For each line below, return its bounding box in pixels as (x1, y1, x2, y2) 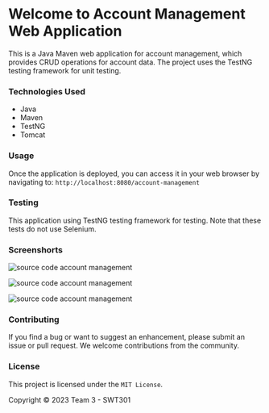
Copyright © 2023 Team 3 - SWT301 (8, 394, 131, 404)
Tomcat (19, 130, 46, 140)
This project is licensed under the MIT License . (8, 379, 163, 389)
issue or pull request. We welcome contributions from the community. (8, 340, 240, 351)
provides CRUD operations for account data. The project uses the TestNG (8, 57, 253, 67)
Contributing (8, 314, 60, 325)
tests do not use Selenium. (8, 223, 97, 234)
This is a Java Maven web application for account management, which (8, 48, 242, 58)
